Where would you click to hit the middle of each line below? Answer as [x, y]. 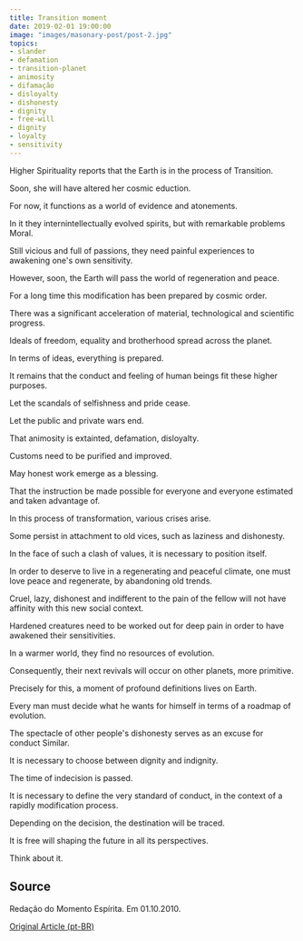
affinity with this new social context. [77, 608]
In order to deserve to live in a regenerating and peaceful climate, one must [150, 571]
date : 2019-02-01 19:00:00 [60, 26]
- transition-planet [49, 69]
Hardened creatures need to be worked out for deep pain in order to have [147, 626]
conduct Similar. [39, 743]
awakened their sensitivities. [63, 635]
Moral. [21, 233]
